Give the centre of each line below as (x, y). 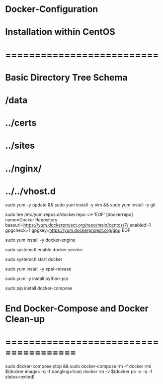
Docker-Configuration (52, 9)
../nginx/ (23, 168)
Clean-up (25, 319)
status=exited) (20, 377)
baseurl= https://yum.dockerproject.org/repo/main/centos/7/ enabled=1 (78, 225)
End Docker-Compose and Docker (77, 308)
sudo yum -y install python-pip (37, 279)
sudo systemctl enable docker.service (44, 250)
